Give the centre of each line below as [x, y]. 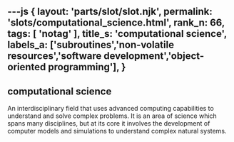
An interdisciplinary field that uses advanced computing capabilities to [111, 109]
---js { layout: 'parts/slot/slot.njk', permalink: [110, 12]
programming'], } [87, 67]
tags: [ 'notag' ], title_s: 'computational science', [117, 34]
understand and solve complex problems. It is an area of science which [112, 116]
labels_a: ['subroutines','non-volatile [91, 45]
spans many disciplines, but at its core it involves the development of [109, 124]
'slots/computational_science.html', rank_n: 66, [116, 23]
